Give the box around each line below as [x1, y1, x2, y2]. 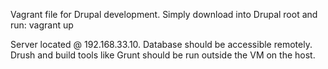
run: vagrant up [10, 19, 74, 31]
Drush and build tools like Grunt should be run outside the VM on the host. [10, 49, 316, 61]
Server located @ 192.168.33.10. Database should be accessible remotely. [10, 39, 313, 50]
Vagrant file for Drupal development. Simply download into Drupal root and [10, 9, 318, 20]
